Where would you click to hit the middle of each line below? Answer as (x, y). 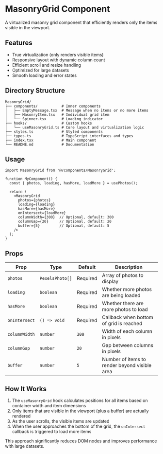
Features (19, 43)
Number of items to (124, 360)
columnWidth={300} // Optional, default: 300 (66, 218)
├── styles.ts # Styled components (54, 132)
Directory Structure (35, 91)
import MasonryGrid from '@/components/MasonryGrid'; (61, 171)
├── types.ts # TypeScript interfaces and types (69, 136)
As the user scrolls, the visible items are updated (61, 421)
